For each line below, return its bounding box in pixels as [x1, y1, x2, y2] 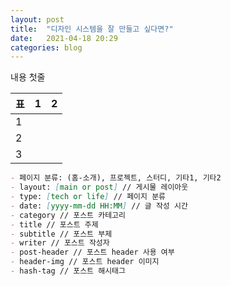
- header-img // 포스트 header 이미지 [10, 257, 160, 267]
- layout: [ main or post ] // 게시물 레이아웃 [10, 182, 189, 193]
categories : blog [10, 42, 83, 53]
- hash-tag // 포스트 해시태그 [10, 266, 126, 276]
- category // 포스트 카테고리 [10, 210, 126, 220]
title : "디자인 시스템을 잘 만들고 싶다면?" [10, 24, 174, 34]
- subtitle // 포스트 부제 [10, 229, 113, 239]
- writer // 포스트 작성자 [10, 238, 110, 248]
